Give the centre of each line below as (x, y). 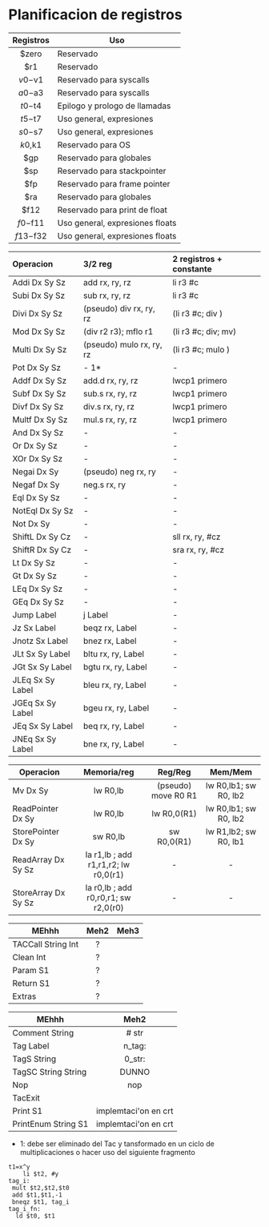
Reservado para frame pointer (114, 183)
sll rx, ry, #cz (196, 537)
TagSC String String (50, 1072)
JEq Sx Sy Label (43, 726)
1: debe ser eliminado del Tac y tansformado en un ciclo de (117, 1144)
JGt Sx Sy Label (42, 666)
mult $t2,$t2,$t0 (40, 1188)
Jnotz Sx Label (40, 641)
